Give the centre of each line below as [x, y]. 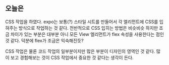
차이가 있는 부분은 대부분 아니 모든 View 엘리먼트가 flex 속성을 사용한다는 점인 [87, 34]
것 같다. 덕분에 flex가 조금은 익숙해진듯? [45, 40]
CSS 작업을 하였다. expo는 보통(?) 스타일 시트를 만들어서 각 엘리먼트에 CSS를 [82, 22]
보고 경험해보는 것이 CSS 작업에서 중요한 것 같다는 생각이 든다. [72, 57]
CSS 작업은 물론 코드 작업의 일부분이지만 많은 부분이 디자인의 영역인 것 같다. [80, 51]
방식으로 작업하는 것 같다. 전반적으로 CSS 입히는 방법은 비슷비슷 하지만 [88, 28]
